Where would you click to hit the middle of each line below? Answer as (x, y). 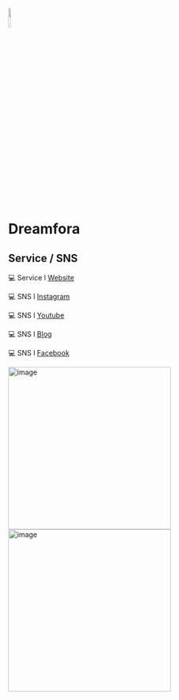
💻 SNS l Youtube (36, 315)
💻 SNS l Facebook (39, 353)
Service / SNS (43, 258)
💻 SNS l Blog (30, 334)
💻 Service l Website (41, 278)
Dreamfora (44, 229)
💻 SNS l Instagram (39, 297)
